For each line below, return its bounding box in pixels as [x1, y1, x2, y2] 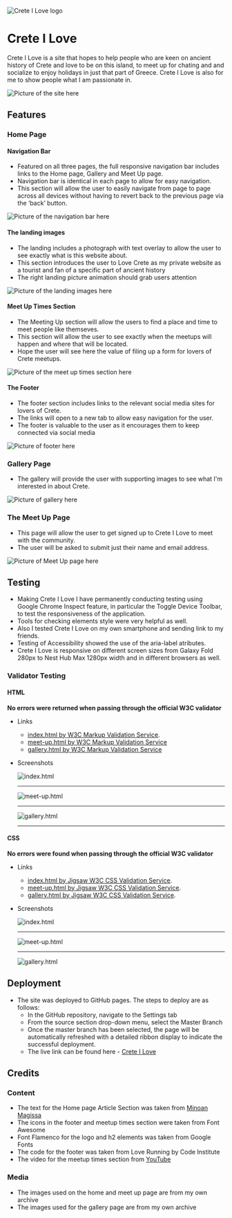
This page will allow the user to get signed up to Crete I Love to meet [17, 528, 213, 537]
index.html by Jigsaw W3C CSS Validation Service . [27, 876, 173, 885]
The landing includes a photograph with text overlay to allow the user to [17, 243, 222, 252]
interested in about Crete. [17, 482, 90, 490]
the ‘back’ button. [17, 199, 68, 207]
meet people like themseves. [17, 325, 99, 333]
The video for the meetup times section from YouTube [17, 1155, 171, 1163]
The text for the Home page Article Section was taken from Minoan [17, 1104, 209, 1112]
